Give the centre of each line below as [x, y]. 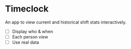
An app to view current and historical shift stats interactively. [66, 22]
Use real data [26, 42]
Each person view [30, 37]
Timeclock [27, 9]
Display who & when [33, 31]
